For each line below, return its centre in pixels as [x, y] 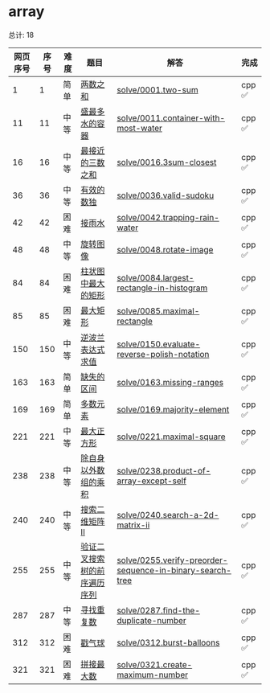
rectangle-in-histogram [162, 288]
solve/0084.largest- [155, 277]
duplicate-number [151, 620]
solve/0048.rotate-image [165, 249]
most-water [139, 128]
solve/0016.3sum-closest [166, 162]
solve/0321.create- [154, 664]
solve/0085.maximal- [158, 310]
